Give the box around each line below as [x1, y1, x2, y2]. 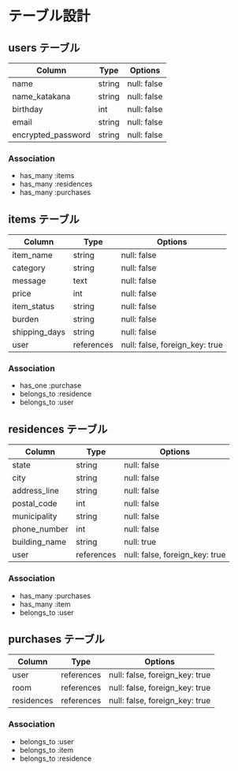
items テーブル [8, 212, 80, 225]
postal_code [12, 498, 58, 509]
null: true [123, 537, 157, 548]
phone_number [12, 523, 69, 534]
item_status [12, 301, 55, 312]
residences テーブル [8, 423, 108, 436]
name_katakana [12, 91, 71, 102]
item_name [12, 250, 53, 261]
